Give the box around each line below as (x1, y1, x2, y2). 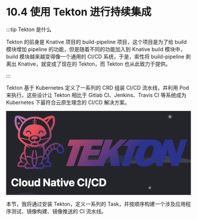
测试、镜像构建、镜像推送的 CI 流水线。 (11, 208, 107, 215)
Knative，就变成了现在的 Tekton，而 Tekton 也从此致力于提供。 (17, 60, 171, 67)
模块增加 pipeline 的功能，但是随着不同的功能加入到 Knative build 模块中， (6, 45, 186, 53)
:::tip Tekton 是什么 (6, 26, 52, 33)
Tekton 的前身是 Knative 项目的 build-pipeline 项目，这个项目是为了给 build (6, 38, 187, 45)
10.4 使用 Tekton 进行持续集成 (6, 5, 152, 19)
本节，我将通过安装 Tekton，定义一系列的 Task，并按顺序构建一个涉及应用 (6, 201, 186, 208)
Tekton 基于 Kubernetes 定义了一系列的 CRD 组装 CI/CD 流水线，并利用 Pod (6, 84, 189, 91)
